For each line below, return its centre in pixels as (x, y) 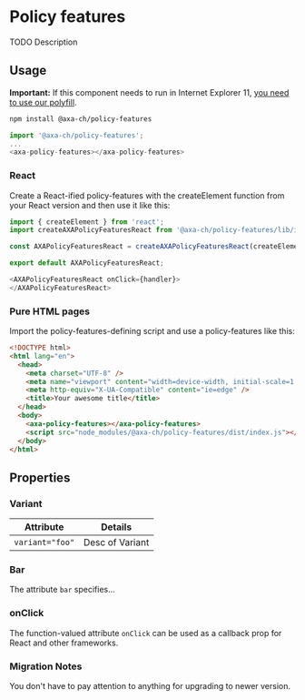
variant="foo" (44, 543)
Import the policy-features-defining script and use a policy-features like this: (152, 331)
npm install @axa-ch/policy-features (81, 119)
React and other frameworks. (64, 643)
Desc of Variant (116, 543)
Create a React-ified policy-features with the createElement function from (147, 195)
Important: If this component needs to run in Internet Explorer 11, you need (149, 92)
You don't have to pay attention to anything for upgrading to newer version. (150, 686)
